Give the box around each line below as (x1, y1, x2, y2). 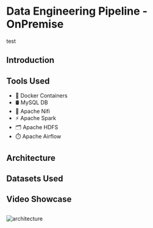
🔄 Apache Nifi (15, 108, 51, 115)
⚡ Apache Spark (15, 115, 57, 122)
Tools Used (6, 76, 50, 86)
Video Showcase (6, 194, 72, 205)
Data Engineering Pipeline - (6, 4, 148, 18)
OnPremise (6, 17, 64, 31)
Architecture (6, 152, 56, 163)
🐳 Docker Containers (15, 92, 68, 99)
